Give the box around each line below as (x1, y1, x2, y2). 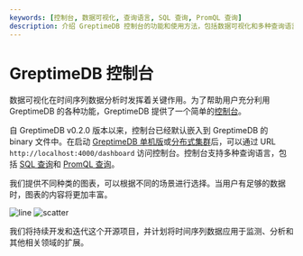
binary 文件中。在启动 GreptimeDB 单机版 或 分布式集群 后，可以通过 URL (9, 136, 277, 147)
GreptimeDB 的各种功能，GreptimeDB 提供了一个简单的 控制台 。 (9, 105, 246, 117)
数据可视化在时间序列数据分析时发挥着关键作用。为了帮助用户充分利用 (9, 95, 271, 105)
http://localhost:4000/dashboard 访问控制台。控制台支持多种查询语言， (9, 148, 280, 159)
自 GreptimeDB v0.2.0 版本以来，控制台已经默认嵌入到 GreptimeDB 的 (9, 125, 269, 136)
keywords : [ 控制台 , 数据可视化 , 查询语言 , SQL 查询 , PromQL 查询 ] (9, 13, 243, 23)
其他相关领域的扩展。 (9, 237, 88, 248)
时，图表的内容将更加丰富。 (9, 189, 113, 200)
